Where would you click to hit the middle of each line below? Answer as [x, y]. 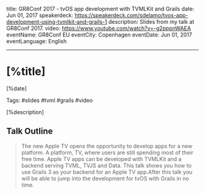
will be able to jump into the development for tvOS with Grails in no [105, 178]
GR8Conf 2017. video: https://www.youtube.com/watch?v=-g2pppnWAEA [99, 28]
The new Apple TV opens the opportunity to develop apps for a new [107, 146]
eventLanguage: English [37, 41]
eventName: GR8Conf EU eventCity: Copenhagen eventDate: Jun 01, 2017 [99, 35]
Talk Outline [30, 131]
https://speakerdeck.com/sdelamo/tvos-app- [131, 15]
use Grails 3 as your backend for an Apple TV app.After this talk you [107, 172]
